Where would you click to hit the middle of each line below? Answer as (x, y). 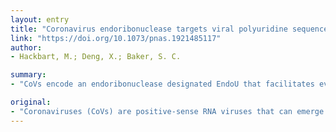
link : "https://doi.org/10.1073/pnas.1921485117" (116, 38)
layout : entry (40, 19)
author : (26, 47)
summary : (28, 75)
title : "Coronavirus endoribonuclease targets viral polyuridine (149, 29)
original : (31, 102)
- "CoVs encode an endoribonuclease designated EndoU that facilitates (162, 84)
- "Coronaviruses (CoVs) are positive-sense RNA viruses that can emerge (167, 111)
